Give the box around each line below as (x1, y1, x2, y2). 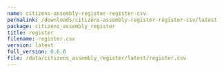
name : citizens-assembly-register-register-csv (7, 10, 147, 17)
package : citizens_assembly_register (7, 23, 116, 29)
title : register (7, 29, 54, 36)
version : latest (7, 42, 54, 49)
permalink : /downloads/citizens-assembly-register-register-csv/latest (7, 16, 217, 23)
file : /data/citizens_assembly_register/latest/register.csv (7, 55, 187, 62)
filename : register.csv (7, 36, 76, 43)
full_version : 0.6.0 (7, 49, 67, 56)
